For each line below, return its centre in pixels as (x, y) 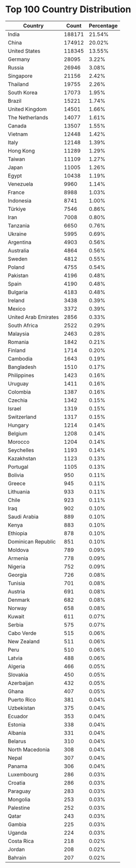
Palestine (19, 808)
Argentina (20, 242)
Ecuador (18, 716)
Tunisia (17, 583)
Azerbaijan (21, 683)
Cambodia (20, 358)
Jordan (16, 849)
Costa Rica (21, 841)
